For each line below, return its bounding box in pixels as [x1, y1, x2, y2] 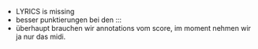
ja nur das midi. [15, 32, 66, 41]
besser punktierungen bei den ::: [15, 15, 122, 24]
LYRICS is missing [15, 7, 75, 16]
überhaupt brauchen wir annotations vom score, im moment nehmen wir [15, 24, 251, 32]
